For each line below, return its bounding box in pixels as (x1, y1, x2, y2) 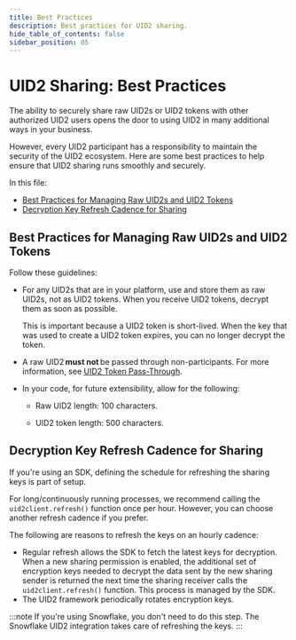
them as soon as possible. (21, 304, 118, 313)
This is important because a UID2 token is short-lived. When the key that (21, 320, 288, 331)
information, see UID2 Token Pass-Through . (21, 366, 183, 376)
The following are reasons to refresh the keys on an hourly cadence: (9, 529, 259, 540)
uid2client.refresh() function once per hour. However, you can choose (9, 502, 274, 513)
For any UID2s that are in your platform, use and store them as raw (21, 285, 266, 295)
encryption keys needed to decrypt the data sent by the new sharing (21, 565, 273, 576)
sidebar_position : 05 (9, 37, 90, 47)
